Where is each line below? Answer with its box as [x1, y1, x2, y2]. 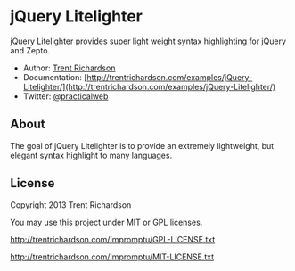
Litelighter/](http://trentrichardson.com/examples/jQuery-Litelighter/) [22, 81, 276, 92]
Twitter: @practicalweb [22, 91, 109, 102]
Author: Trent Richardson [22, 62, 116, 73]
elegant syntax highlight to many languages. [10, 150, 173, 160]
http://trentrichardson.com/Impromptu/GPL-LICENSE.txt [10, 234, 216, 244]
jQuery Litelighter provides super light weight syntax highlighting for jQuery [10, 36, 286, 46]
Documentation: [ [22, 71, 87, 82]
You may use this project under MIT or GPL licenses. [10, 217, 203, 227]
